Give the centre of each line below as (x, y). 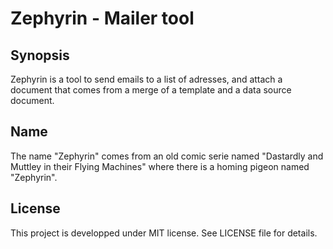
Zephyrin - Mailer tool (102, 18)
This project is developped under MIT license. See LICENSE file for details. (164, 233)
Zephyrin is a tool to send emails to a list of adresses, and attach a (146, 79)
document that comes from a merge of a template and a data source (151, 90)
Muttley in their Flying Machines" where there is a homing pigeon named (160, 166)
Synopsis (40, 55)
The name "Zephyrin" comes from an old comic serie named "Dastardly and (167, 156)
